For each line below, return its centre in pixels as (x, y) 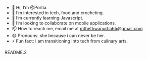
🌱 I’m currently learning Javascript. (48, 18)
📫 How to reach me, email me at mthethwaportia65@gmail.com (77, 29)
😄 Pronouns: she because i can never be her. (58, 36)
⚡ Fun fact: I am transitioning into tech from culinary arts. (70, 41)
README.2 (16, 52)
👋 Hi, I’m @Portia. (30, 8)
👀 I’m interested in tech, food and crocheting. (58, 13)
